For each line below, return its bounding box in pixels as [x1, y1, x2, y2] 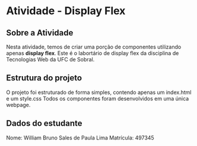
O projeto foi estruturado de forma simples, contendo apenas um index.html [6, 89, 192, 96]
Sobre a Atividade [6, 28, 74, 38]
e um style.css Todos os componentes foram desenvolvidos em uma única [6, 95, 189, 102]
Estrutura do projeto [6, 73, 82, 83]
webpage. [6, 101, 31, 108]
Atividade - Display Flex [6, 4, 126, 18]
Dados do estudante [6, 118, 82, 128]
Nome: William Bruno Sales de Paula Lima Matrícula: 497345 [6, 134, 154, 141]
